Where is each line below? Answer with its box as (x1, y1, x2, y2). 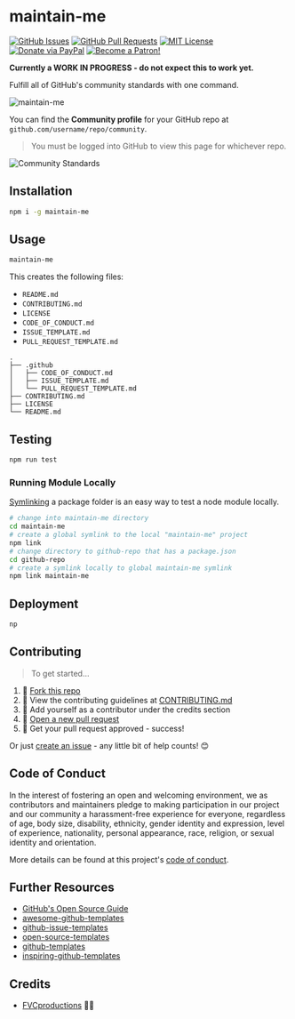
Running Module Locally (9, 476, 116, 488)
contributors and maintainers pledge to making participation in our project (9, 798, 280, 810)
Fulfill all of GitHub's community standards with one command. (9, 79, 239, 90)
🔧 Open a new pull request (21, 713, 120, 724)
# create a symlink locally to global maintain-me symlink (9, 563, 233, 573)
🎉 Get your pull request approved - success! (21, 723, 185, 734)
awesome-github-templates (21, 913, 124, 924)
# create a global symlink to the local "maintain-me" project (9, 531, 249, 540)
